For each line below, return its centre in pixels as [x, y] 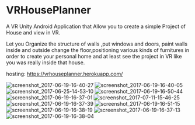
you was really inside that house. [46, 62]
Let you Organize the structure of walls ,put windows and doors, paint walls [97, 44]
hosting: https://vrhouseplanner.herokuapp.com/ [65, 74]
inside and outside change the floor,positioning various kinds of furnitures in [98, 50]
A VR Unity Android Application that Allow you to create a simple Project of [96, 26]
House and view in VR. [33, 32]
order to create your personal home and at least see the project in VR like [94, 56]
